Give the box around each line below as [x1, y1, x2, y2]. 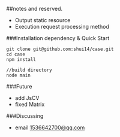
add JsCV [14, 95, 40, 101]
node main [6, 72, 31, 78]
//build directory [6, 67, 52, 73]
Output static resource [14, 17, 71, 23]
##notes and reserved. [6, 5, 63, 12]
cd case [6, 51, 26, 57]
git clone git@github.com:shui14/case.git [6, 46, 114, 52]
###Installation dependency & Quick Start [6, 35, 110, 41]
